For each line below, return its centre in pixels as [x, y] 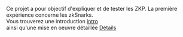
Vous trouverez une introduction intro [52, 21]
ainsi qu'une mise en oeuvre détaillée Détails [61, 27]
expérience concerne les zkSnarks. [50, 15]
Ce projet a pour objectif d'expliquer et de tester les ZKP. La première [92, 9]
